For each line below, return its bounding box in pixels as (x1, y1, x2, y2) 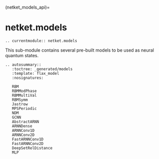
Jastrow (12, 101, 28, 107)
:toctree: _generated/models (12, 66, 73, 72)
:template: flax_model (12, 71, 59, 76)
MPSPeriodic (12, 106, 37, 111)
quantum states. (5, 52, 39, 58)
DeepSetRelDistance (12, 145, 53, 150)
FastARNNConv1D (12, 136, 44, 142)
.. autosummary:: (5, 62, 42, 67)
